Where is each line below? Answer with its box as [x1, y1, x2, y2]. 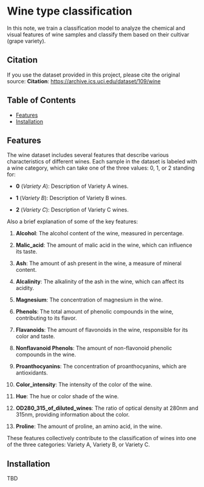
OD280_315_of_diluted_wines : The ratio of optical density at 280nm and [15, 404, 199, 412]
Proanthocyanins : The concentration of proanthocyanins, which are [15, 363, 187, 370]
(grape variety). [7, 37, 46, 44]
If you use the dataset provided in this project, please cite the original [7, 71, 180, 78]
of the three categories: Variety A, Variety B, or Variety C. [7, 441, 151, 448]
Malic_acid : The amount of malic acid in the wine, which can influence [15, 241, 193, 249]
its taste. [15, 248, 38, 255]
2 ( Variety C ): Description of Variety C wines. [15, 206, 129, 213]
